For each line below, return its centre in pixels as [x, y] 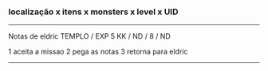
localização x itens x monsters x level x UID [93, 12]
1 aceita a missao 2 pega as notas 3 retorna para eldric [98, 52]
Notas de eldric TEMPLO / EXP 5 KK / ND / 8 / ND [90, 36]
